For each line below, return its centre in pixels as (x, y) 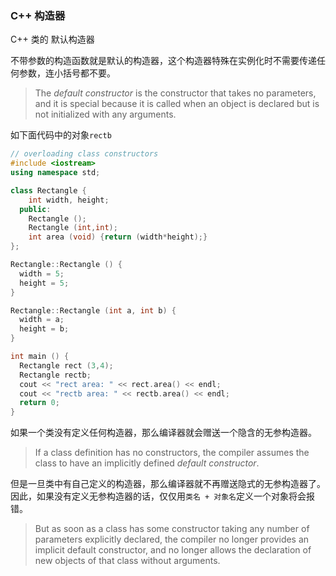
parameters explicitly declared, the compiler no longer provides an (172, 539)
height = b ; (44, 329)
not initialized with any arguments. (105, 114)
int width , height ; (69, 200)
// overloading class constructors (84, 154)
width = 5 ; (42, 273)
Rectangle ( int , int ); (73, 228)
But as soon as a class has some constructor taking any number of (172, 529)
